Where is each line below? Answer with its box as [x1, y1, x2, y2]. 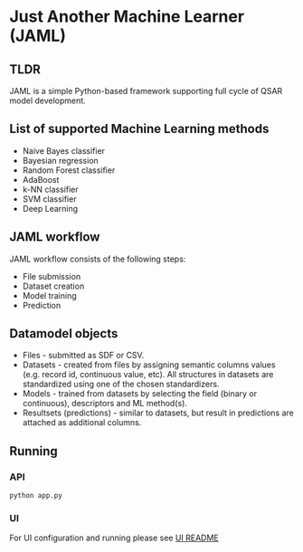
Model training [22, 290, 77, 300]
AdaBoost [22, 174, 60, 185]
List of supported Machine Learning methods [9, 121, 270, 137]
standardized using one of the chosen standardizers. [22, 378, 220, 390]
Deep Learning [22, 203, 79, 214]
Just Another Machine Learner [9, 6, 245, 27]
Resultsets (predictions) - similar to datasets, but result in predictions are [22, 407, 294, 418]
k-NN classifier [22, 184, 79, 195]
